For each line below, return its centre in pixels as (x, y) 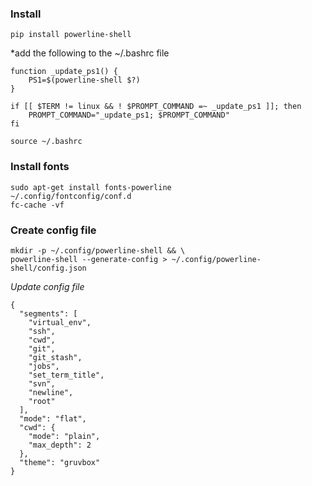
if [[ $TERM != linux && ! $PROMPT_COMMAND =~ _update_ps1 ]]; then (156, 107)
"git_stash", (55, 357)
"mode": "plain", (64, 436)
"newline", (51, 392)
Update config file (47, 286)
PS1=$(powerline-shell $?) (84, 80)
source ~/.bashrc (46, 142)
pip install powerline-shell (71, 35)
